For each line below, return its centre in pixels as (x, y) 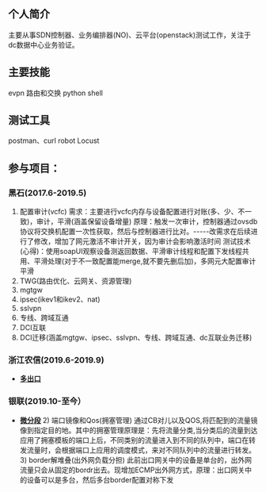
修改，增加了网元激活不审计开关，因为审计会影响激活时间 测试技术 (142, 241)
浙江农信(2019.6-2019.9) (56, 360)
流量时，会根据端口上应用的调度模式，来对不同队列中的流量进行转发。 (141, 450)
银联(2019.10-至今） (47, 402)
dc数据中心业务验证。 (44, 44)
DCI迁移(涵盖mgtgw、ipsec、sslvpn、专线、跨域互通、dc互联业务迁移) (136, 338)
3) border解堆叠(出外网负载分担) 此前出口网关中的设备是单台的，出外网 (135, 459)
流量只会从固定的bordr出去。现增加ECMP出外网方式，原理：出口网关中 (135, 470)
